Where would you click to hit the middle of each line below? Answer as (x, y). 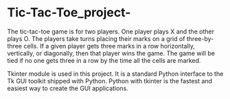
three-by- (200, 38)
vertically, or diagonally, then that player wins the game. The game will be (111, 53)
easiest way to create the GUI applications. (68, 88)
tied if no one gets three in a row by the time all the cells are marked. (104, 60)
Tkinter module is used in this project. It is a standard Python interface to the (115, 74)
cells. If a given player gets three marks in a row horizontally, (110, 46)
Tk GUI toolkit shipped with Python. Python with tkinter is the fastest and (110, 81)
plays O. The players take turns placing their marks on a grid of (96, 38)
